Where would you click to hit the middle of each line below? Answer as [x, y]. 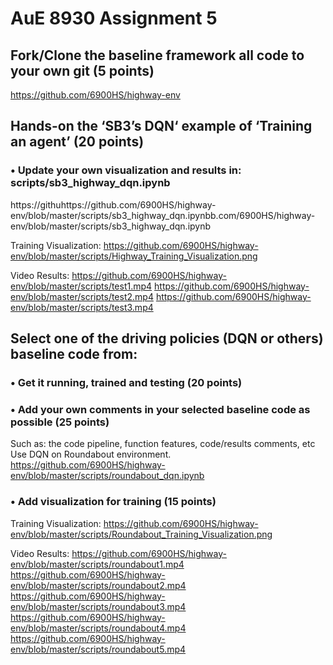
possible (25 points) [60, 422]
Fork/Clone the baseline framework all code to [157, 55]
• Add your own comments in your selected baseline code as [160, 409]
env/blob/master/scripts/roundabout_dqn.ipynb [107, 476]
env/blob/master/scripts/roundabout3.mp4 [98, 606]
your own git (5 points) [82, 70]
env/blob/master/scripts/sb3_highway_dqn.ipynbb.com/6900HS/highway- [163, 215]
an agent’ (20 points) [77, 142]
